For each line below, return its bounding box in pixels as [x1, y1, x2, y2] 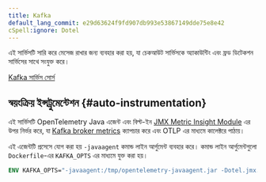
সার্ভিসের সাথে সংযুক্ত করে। [8, 57, 70, 66]
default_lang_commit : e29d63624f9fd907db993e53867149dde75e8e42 [8, 19, 225, 27]
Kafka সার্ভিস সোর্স [8, 73, 55, 82]
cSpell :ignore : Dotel [8, 26, 80, 34]
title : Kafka [8, 11, 51, 20]
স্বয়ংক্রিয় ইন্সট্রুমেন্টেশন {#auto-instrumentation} [8, 96, 207, 109]
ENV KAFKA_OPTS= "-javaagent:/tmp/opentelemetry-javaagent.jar [8, 167, 218, 175]
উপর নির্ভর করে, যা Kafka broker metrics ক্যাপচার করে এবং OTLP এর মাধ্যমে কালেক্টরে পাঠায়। [8, 126, 245, 135]
